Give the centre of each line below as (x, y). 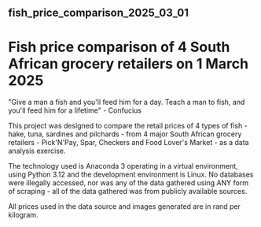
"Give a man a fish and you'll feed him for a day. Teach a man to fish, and (127, 102)
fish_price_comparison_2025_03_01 (98, 13)
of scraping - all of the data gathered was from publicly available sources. (128, 192)
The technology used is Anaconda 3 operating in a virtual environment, (123, 166)
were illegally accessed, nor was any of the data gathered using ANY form (129, 183)
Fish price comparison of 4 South (119, 47)
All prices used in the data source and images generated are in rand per (125, 207)
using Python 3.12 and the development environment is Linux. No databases (131, 175)
